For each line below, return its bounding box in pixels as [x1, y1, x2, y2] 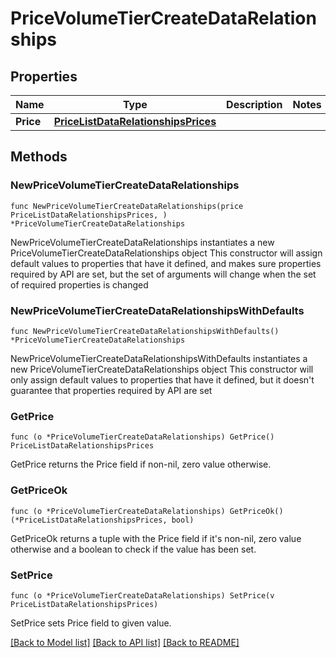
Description [226, 98, 283, 111]
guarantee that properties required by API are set [10, 384, 213, 396]
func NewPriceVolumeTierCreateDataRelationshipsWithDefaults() [10, 326, 280, 336]
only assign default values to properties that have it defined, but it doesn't [10, 373, 315, 386]
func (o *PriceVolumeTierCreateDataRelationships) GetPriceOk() [10, 506, 284, 516]
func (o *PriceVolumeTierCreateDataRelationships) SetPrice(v [10, 590, 275, 601]
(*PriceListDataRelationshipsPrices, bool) [10, 515, 195, 525]
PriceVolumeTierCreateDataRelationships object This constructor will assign [10, 247, 323, 259]
